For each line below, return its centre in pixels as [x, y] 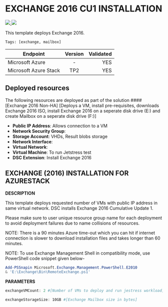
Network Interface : [32, 142]
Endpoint [34, 54]
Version [74, 54]
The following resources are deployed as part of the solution [67, 100]
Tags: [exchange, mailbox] [33, 42]
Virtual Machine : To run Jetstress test [52, 152]
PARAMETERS [20, 282]
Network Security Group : [39, 131]
